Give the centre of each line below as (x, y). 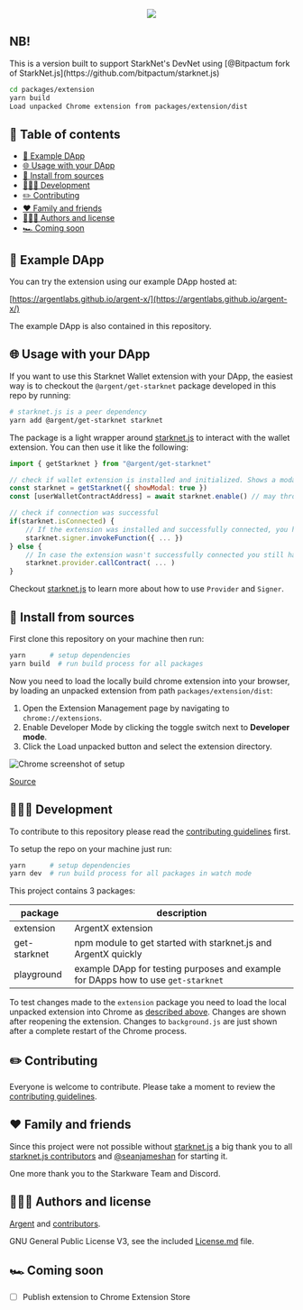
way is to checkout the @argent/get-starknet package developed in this (143, 385)
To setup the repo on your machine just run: (91, 848)
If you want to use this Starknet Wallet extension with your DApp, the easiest (151, 376)
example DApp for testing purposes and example (178, 969)
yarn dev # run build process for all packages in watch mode (131, 874)
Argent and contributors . (55, 1223)
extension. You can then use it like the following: (99, 447)
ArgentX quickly (108, 954)
